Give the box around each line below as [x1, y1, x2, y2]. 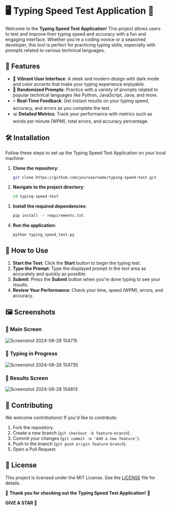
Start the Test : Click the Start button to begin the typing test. [12, 260, 141, 266]
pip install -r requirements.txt [12, 213, 84, 218]
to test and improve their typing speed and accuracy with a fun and [5, 31, 147, 37]
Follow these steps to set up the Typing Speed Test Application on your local [5, 150, 166, 156]
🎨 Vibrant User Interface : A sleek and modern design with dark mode [12, 76, 159, 82]
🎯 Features [5, 62, 40, 71]
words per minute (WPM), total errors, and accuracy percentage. [12, 118, 149, 124]
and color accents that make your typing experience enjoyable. [12, 81, 145, 87]
